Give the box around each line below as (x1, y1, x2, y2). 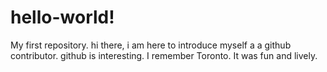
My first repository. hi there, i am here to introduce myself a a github (10, 39, 292, 51)
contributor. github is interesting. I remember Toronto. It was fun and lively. (10, 49, 318, 61)
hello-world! (10, 6, 115, 29)
